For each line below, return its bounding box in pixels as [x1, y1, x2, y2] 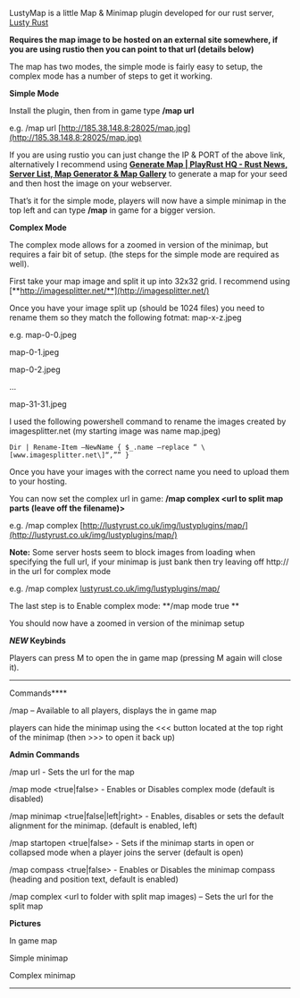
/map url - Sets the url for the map [9, 766, 136, 777]
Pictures [9, 918, 42, 928]
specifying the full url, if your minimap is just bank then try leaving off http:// [9, 556, 289, 567]
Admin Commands [9, 749, 80, 759]
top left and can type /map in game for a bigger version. [9, 205, 216, 216]
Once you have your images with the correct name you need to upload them [9, 467, 290, 477]
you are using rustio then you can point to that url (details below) [9, 44, 254, 55]
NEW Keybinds [9, 635, 67, 646]
